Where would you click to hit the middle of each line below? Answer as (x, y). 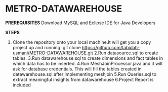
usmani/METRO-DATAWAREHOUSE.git (53, 53)
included (22, 85)
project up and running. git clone (47, 47)
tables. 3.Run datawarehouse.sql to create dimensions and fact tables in (88, 58)
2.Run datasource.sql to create (126, 53)
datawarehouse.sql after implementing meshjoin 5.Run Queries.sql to (85, 74)
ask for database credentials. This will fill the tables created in (77, 69)
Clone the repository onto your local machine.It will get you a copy (82, 42)
